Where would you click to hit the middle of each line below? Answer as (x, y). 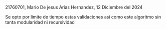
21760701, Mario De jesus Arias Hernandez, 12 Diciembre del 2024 (74, 7)
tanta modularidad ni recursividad (40, 22)
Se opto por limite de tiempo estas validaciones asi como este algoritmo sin (83, 17)
